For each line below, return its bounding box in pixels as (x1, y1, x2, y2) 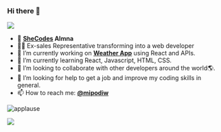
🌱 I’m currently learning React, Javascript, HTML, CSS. (16, 56, 172, 64)
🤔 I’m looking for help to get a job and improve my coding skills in (16, 74, 202, 82)
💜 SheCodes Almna (16, 34, 74, 43)
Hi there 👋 (7, 6, 41, 16)
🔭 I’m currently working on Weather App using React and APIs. (16, 49, 196, 57)
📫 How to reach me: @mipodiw (16, 89, 109, 97)
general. (16, 81, 41, 90)
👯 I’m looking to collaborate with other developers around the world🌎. (16, 64, 216, 72)
